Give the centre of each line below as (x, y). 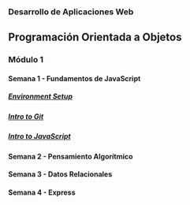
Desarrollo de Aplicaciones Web (71, 12)
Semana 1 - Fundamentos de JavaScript (75, 78)
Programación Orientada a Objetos (95, 37)
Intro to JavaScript (39, 136)
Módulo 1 (26, 60)
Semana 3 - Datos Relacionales (60, 174)
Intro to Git (26, 116)
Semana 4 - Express (42, 192)
